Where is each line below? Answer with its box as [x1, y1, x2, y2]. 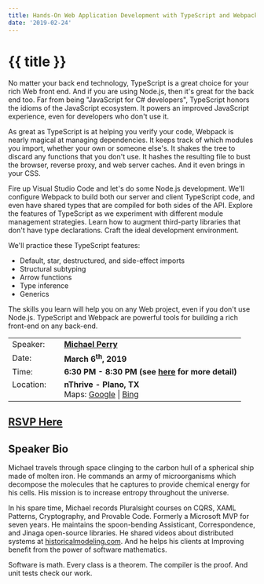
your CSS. [8, 169, 41, 178]
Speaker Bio [8, 442, 69, 455]
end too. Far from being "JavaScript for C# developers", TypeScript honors [8, 95, 250, 104]
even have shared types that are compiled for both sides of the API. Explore [8, 201, 253, 210]
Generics [19, 290, 49, 299]
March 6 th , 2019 [64, 352, 127, 364]
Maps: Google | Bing [64, 389, 139, 400]
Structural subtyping [19, 265, 86, 274]
